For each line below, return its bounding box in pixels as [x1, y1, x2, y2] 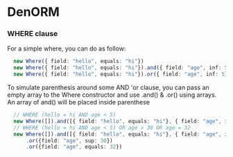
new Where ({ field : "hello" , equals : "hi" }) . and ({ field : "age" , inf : [13, 64, 222, 71]
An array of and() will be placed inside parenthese [7, 98, 150, 107]
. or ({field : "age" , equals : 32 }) [25, 143, 123, 151]
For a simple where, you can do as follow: [7, 44, 126, 53]
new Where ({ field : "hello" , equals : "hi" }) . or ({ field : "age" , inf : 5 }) [13, 71, 231, 78]
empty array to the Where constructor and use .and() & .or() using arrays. [7, 91, 217, 99]
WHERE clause [7, 29, 58, 39]
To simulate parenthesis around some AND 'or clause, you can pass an [7, 84, 209, 92]
